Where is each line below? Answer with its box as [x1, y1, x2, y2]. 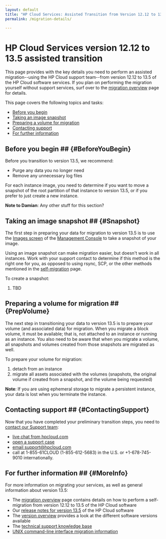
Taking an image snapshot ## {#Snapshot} [5, 216, 140, 225]
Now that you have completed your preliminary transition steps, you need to [5, 419, 160, 425]
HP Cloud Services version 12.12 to [5, 42, 150, 54]
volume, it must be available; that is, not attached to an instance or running [5, 330, 157, 337]
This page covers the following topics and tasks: [5, 100, 104, 106]
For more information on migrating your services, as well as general [5, 482, 143, 488]
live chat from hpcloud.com [12, 433, 68, 439]
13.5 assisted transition [5, 53, 103, 64]
